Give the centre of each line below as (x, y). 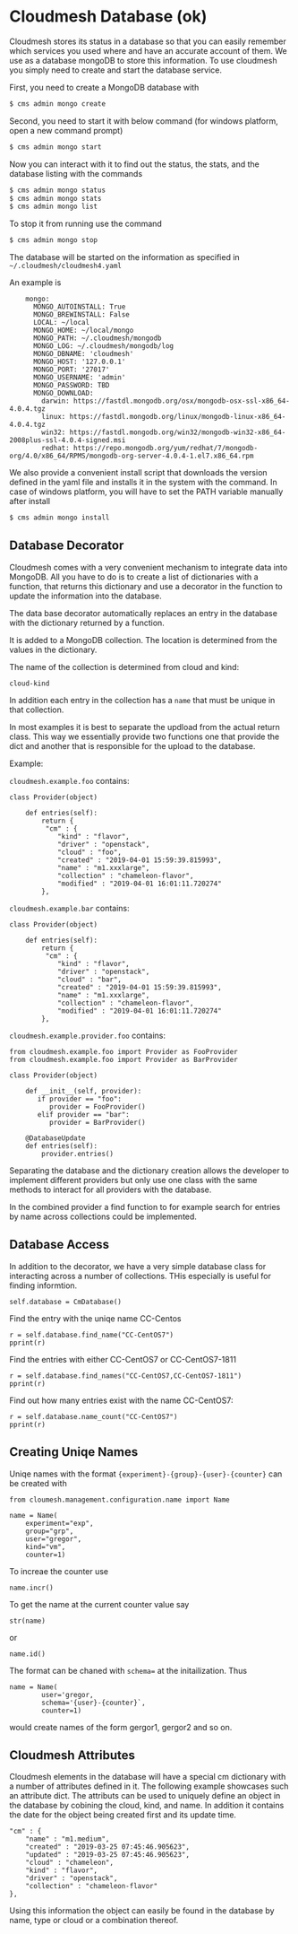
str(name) (28, 1621)
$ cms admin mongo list (54, 207)
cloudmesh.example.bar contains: (69, 908)
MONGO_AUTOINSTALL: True (79, 307)
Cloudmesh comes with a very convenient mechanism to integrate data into (149, 567)
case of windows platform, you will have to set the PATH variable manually (146, 492)
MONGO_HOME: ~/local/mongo (83, 331)
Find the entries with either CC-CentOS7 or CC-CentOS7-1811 (123, 1359)
